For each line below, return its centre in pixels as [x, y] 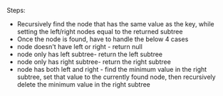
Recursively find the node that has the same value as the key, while [115, 24]
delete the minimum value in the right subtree [83, 84]
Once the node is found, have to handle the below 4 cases [103, 39]
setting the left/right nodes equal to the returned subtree [100, 32]
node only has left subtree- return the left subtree [90, 54]
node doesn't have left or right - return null [80, 47]
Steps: [16, 10]
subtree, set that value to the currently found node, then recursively [116, 77]
